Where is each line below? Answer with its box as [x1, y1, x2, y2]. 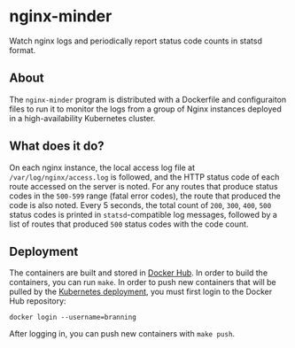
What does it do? [9, 139, 105, 154]
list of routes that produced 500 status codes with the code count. [9, 219, 249, 229]
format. [9, 44, 36, 55]
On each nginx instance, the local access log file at [9, 162, 195, 173]
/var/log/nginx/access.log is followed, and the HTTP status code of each [9, 171, 280, 182]
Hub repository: [9, 296, 66, 306]
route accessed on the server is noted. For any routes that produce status [9, 181, 278, 191]
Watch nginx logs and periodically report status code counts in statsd [9, 35, 263, 46]
